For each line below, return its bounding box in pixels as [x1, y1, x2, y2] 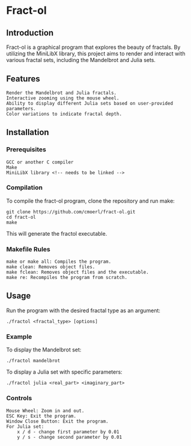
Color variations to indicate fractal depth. [6, 111, 122, 117]
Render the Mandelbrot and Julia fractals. [6, 90, 117, 96]
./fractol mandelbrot [6, 358, 61, 364]
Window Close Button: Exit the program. [6, 418, 109, 424]
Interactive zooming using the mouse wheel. [6, 95, 120, 101]
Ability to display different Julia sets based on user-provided [6, 100, 173, 106]
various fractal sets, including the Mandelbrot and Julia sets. [6, 57, 156, 63]
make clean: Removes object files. [6, 264, 95, 270]
